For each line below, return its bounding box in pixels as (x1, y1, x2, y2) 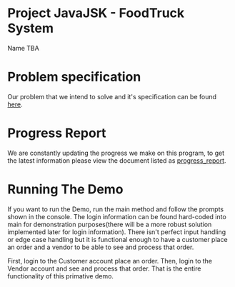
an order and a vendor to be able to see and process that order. (7, 243, 194, 251)
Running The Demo (7, 181, 124, 197)
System (7, 20, 54, 36)
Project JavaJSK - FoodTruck (7, 5, 185, 21)
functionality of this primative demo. (7, 271, 114, 280)
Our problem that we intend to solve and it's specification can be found (7, 92, 216, 101)
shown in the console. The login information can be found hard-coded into (7, 212, 226, 221)
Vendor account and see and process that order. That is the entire (7, 264, 201, 273)
